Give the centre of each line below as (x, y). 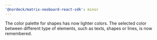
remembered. (19, 33)
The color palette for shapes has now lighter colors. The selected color (76, 23)
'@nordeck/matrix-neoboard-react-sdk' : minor (52, 9)
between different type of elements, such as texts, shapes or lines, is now (79, 28)
